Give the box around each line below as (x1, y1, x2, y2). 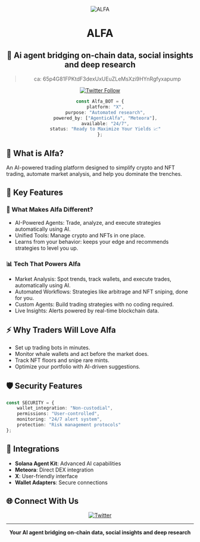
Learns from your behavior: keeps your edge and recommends (14, 238, 169, 245)
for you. (14, 294, 35, 301)
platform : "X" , (86, 104, 124, 110)
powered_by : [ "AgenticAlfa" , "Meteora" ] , (53, 115, 158, 121)
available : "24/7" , (81, 120, 130, 126)
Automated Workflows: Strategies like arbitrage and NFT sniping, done (14, 288, 189, 295)
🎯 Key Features (6, 188, 64, 198)
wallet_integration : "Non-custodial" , (17, 405, 113, 411)
